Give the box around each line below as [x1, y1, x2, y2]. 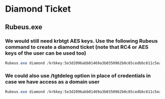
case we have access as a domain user [5, 78, 100, 85]
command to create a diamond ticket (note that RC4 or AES [5, 43, 149, 50]
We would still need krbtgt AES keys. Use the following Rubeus [5, 38, 158, 44]
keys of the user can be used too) [5, 50, 86, 57]
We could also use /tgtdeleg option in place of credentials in [5, 72, 151, 79]
